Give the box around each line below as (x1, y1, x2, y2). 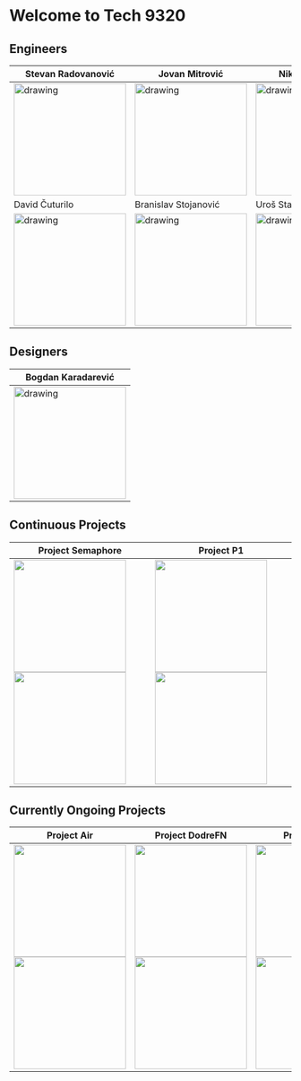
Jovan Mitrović (158, 68, 224, 80)
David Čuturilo (13, 198, 74, 211)
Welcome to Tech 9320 (9, 5, 186, 26)
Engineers (9, 41, 68, 57)
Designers (9, 344, 69, 360)
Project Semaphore (38, 544, 123, 556)
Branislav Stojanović (134, 198, 220, 211)
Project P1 (198, 544, 245, 556)
